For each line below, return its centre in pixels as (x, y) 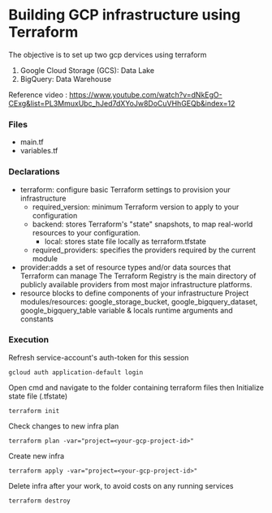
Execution (29, 340)
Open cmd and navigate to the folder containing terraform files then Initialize (136, 387)
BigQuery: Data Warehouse (66, 79)
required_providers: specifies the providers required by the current (144, 250)
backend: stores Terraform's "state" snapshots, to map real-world (142, 224)
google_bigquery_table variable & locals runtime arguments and (126, 310)
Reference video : (38, 94)
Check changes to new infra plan (64, 426)
